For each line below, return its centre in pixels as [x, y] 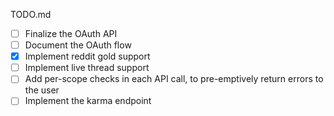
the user [42, 90]
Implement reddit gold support [87, 56]
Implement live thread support [87, 68]
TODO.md [31, 14]
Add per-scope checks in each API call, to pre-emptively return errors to [174, 79]
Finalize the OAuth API [71, 33]
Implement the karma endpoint [88, 101]
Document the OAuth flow [78, 45]
